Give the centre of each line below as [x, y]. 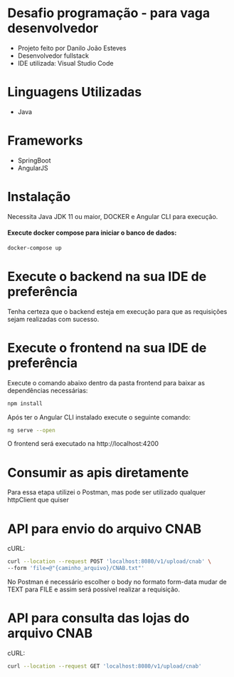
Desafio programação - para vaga [109, 13]
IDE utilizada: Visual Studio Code [65, 63]
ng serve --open [31, 430]
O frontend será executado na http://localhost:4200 [83, 444]
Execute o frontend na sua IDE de [107, 348]
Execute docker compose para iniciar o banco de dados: [92, 233]
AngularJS [33, 168]
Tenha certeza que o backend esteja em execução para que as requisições [117, 311]
